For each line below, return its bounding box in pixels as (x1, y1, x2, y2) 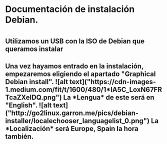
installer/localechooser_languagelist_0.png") (5, 116, 150, 125)
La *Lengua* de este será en (63, 93, 154, 101)
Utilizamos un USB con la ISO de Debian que (5, 37, 145, 45)
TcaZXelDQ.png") (5, 93, 62, 101)
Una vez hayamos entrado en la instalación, (5, 61, 144, 70)
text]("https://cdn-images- (69, 77, 156, 86)
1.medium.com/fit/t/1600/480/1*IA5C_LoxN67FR (5, 85, 162, 93)
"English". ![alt (5, 101, 52, 109)
